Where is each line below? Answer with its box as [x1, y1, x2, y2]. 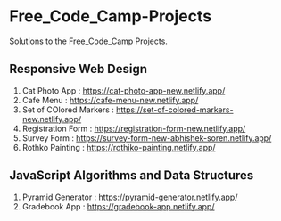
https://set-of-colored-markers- [115, 104, 234, 115]
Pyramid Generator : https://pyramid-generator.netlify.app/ [21, 192, 238, 202]
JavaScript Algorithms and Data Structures [9, 168, 254, 184]
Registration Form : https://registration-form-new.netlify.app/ [21, 123, 246, 134]
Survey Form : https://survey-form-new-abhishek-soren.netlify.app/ [21, 132, 272, 143]
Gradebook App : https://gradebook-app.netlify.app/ [21, 201, 215, 211]
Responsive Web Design [9, 61, 148, 77]
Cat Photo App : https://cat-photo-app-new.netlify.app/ [21, 85, 226, 95]
